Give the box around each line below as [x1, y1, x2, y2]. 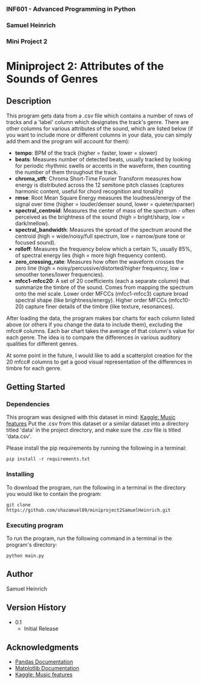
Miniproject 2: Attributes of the [6, 59, 164, 73]
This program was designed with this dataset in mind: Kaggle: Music [6, 414, 176, 421]
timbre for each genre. [6, 364, 62, 372]
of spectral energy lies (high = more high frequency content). [14, 252, 167, 259]
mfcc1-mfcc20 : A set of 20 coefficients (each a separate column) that [14, 277, 190, 284]
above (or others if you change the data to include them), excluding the [6, 321, 183, 328]
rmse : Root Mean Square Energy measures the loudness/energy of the [14, 194, 191, 201]
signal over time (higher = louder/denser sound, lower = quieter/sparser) [14, 201, 195, 208]
